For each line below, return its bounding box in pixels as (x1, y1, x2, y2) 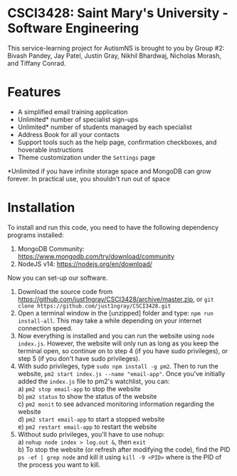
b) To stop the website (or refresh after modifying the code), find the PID (17, 445, 231, 454)
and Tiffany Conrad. (7, 59, 66, 67)
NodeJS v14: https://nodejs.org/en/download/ (17, 259, 153, 268)
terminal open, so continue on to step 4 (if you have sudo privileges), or (17, 346, 228, 355)
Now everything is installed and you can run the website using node (17, 331, 215, 340)
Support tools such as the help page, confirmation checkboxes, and (17, 138, 217, 146)
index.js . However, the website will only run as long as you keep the (17, 339, 219, 348)
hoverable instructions (17, 145, 84, 154)
